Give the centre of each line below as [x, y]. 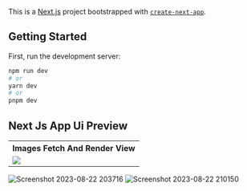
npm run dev [28, 71]
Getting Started [48, 37]
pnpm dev [23, 101]
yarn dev [23, 86]
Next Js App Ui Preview [68, 126]
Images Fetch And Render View [74, 148]
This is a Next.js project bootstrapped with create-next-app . [107, 12]
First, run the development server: [65, 56]
